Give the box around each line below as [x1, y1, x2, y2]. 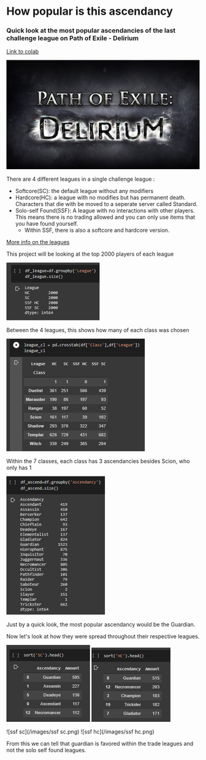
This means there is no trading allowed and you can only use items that [15, 213, 196, 221]
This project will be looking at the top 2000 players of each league [6, 250, 174, 258]
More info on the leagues [6, 238, 70, 245]
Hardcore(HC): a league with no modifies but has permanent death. [15, 194, 186, 201]
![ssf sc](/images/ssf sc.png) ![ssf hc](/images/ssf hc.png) [6, 727, 154, 735]
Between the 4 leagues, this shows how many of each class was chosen [6, 326, 189, 333]
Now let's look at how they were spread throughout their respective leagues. [6, 632, 200, 640]
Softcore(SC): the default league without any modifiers [15, 187, 154, 194]
